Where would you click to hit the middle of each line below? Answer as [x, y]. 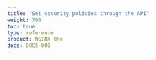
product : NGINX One [35, 39]
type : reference [30, 33]
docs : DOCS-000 [29, 46]
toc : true [21, 26]
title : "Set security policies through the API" [78, 13]
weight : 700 [24, 20]
